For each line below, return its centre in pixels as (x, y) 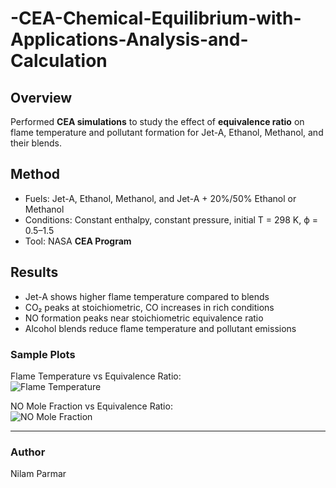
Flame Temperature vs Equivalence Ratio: (96, 376)
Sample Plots (43, 354)
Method (35, 174)
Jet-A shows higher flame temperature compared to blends (147, 296)
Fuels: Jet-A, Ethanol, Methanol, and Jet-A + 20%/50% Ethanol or (160, 198)
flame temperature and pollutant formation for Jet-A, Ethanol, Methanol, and (167, 132)
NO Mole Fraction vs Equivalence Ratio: (91, 406)
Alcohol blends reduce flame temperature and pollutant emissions (160, 328)
